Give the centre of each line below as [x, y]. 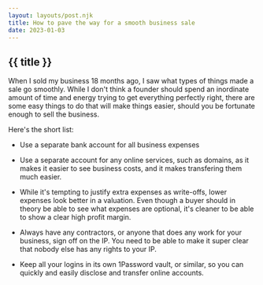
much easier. [41, 177]
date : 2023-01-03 [37, 30]
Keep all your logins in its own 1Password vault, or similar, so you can [131, 265]
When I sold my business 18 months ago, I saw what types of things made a [131, 81]
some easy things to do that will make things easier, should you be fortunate [132, 106]
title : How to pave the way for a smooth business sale [102, 23]
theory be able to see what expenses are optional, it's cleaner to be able [137, 209]
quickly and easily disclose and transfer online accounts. [112, 273]
